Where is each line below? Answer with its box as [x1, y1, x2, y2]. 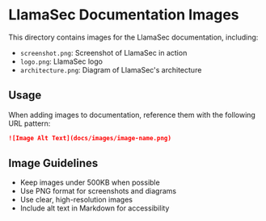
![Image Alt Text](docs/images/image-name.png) [8, 134, 172, 142]
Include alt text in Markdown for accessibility [19, 203, 170, 213]
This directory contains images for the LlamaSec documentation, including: [8, 32, 259, 42]
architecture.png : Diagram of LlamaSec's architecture [19, 65, 202, 74]
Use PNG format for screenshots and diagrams [19, 186, 176, 196]
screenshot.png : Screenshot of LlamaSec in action [19, 48, 188, 57]
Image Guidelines [8, 156, 99, 170]
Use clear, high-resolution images [19, 195, 133, 205]
